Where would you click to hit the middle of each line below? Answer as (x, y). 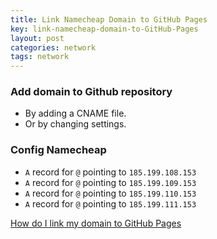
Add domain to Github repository (91, 92)
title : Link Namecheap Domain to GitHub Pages (109, 19)
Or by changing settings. (75, 124)
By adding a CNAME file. (75, 113)
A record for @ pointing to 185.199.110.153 (110, 193)
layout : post (37, 38)
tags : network (40, 57)
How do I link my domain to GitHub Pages (96, 223)
